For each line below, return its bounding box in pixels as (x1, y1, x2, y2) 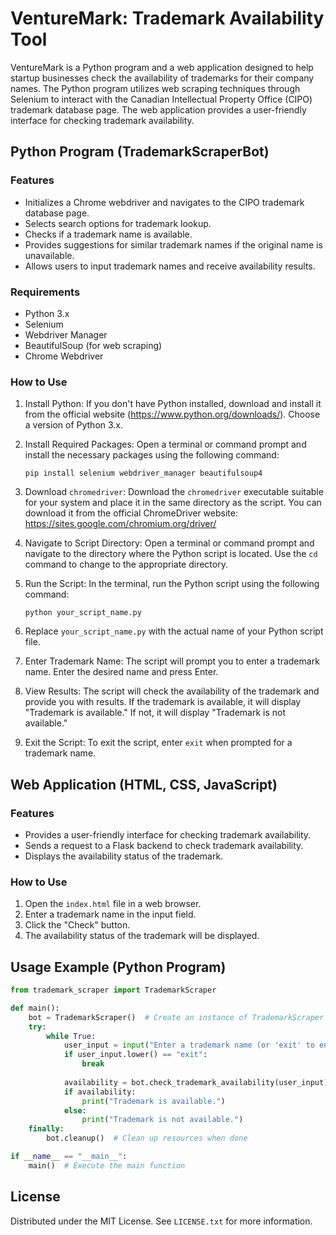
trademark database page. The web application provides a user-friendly (10, 103, 307, 116)
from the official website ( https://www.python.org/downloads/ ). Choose (24, 408, 321, 421)
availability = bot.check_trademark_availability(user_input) (63, 1077, 329, 1087)
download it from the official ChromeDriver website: (24, 507, 238, 519)
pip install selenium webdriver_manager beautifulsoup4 (24, 468, 263, 479)
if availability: (63, 1087, 137, 1097)
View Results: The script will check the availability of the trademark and (24, 685, 320, 697)
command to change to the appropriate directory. (24, 558, 228, 571)
